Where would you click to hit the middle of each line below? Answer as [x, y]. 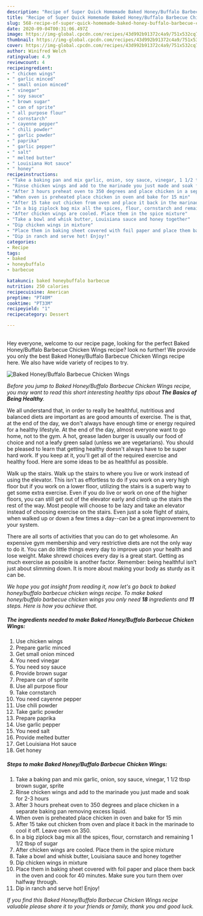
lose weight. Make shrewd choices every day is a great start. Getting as [95, 555]
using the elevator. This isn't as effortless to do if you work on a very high [98, 480]
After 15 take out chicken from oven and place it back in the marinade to [105, 824]
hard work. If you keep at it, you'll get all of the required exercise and [92, 455]
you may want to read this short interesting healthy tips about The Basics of [102, 392]
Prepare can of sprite [42, 679]
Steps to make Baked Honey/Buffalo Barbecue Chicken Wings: [87, 764]
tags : [14, 253]
